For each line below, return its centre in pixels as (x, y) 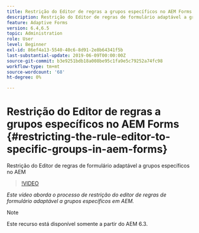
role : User (20, 39)
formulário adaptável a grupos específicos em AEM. (71, 201)
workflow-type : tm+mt (33, 66)
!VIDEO (30, 183)
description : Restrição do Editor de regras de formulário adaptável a (97, 17)
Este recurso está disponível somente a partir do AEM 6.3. (77, 224)
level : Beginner (27, 45)
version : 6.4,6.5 (28, 28)
